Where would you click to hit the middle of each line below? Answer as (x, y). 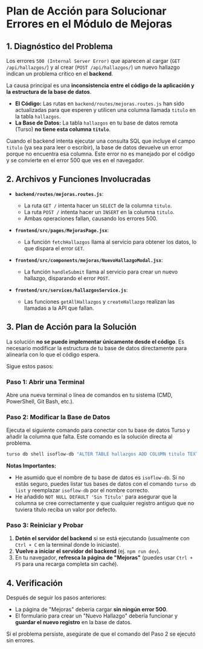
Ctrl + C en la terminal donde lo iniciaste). (68, 545)
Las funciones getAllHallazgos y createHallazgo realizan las (99, 301)
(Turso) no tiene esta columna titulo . (63, 129)
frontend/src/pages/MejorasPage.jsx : (62, 230)
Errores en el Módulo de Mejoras (89, 24)
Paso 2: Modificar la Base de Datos (58, 417)
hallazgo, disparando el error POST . (67, 278)
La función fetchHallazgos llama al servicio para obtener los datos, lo (110, 242)
